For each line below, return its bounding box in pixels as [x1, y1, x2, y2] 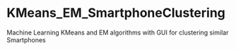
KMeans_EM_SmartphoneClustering [6, 5, 225, 21]
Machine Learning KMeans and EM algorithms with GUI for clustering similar [6, 28, 229, 37]
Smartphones [6, 35, 47, 44]
